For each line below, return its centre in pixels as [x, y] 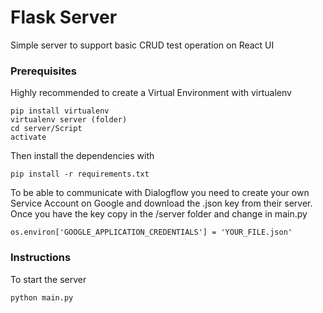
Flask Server [64, 17]
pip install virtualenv [60, 111]
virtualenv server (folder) [69, 120]
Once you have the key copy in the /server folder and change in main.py [159, 214]
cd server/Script [46, 129]
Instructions [41, 258]
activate [28, 137]
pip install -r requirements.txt [80, 174]
